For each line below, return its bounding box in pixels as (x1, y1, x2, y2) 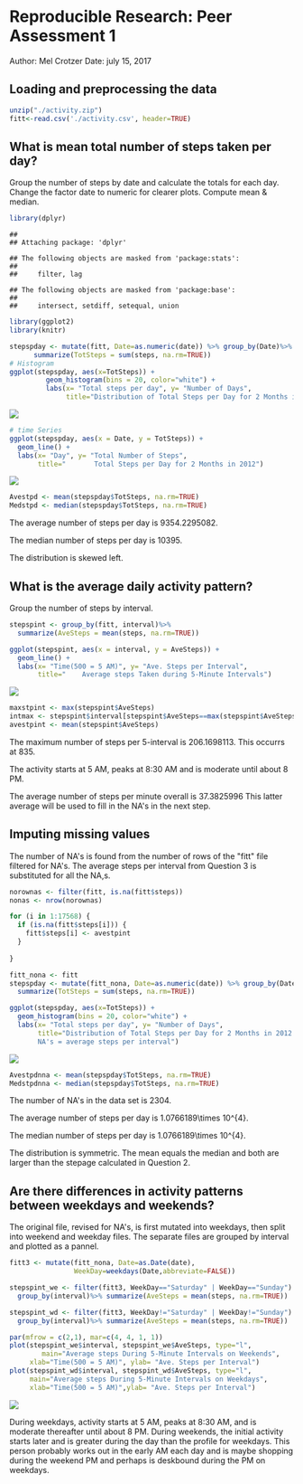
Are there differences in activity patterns (9, 1183, 243, 1199)
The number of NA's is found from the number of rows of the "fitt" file (9, 850, 269, 861)
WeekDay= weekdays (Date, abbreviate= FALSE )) (73, 1267, 236, 1276)
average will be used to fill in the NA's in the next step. (9, 800, 211, 811)
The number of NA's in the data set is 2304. (9, 1095, 172, 1106)
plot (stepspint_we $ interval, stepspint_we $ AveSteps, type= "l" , (9, 1341, 252, 1350)
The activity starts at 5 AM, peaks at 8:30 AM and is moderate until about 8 (9, 763, 289, 774)
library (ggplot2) (9, 317, 75, 326)
